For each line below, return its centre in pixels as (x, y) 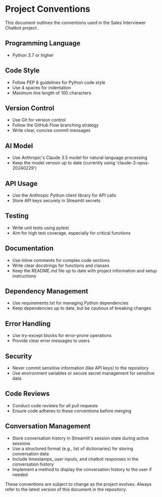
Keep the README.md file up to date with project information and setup (84, 270)
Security (18, 356)
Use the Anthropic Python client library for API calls (64, 195)
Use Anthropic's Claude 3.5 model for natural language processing (80, 157)
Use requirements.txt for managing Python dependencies (70, 303)
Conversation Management (48, 426)
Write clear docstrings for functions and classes (61, 265)
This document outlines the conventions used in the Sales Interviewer (76, 23)
